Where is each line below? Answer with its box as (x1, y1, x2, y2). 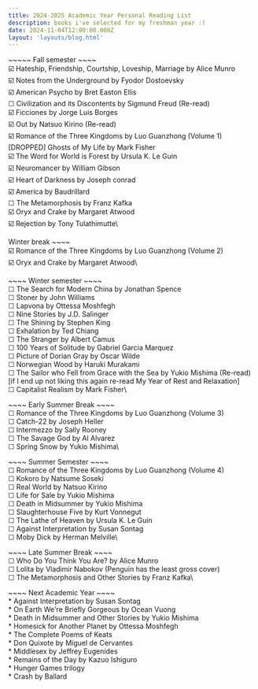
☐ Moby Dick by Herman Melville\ (8, 532, 118, 542)
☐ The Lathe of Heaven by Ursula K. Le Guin (8, 516, 153, 525)
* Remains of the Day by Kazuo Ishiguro (8, 655, 138, 665)
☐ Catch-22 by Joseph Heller (8, 417, 104, 426)
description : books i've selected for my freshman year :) (8, 19, 206, 27)
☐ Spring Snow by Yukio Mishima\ (8, 442, 120, 451)
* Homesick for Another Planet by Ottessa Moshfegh (8, 621, 179, 631)
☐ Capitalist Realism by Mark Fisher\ (8, 385, 127, 395)
